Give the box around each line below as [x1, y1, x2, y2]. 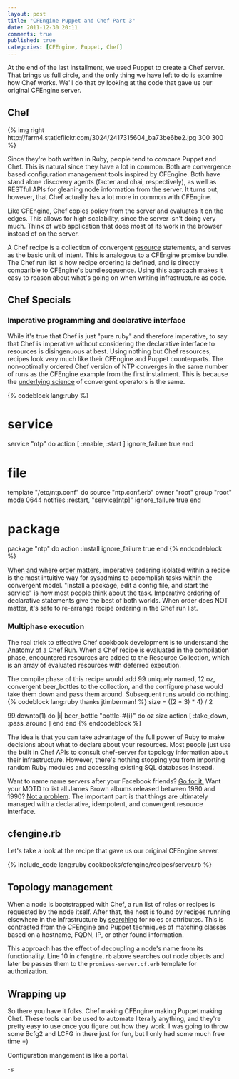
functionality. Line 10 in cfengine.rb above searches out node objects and [7, 952, 225, 960]
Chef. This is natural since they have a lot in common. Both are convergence [7, 162, 232, 171]
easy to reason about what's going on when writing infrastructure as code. [7, 273, 227, 282]
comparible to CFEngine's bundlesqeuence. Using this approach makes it [7, 266, 223, 274]
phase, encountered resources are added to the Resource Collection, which [7, 653, 230, 661]
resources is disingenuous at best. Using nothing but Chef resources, [7, 347, 212, 356]
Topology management [7, 881, 113, 893]
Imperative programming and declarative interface [7, 316, 186, 326]
